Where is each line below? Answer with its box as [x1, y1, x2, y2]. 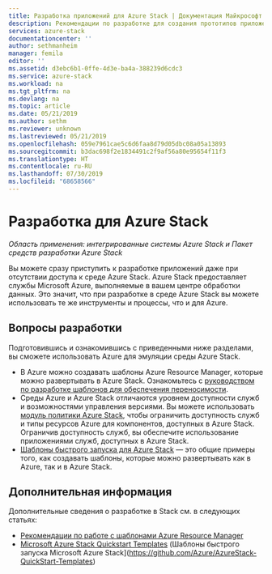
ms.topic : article [8, 102, 70, 110]
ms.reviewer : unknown [8, 125, 82, 133]
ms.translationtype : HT [8, 155, 89, 163]
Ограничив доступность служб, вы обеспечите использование [19, 427, 239, 437]
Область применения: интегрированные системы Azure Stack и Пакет [8, 239, 253, 249]
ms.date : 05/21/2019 [8, 110, 79, 118]
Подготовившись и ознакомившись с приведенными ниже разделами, [8, 342, 253, 352]
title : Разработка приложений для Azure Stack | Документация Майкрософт [8, 11, 263, 20]
